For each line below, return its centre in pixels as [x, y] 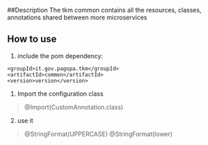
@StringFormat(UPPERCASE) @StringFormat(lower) [98, 134]
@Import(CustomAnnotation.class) [73, 107]
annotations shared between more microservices [77, 17]
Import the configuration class [60, 94]
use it [25, 120]
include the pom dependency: [60, 56]
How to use [32, 39]
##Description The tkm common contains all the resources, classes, [104, 10]
